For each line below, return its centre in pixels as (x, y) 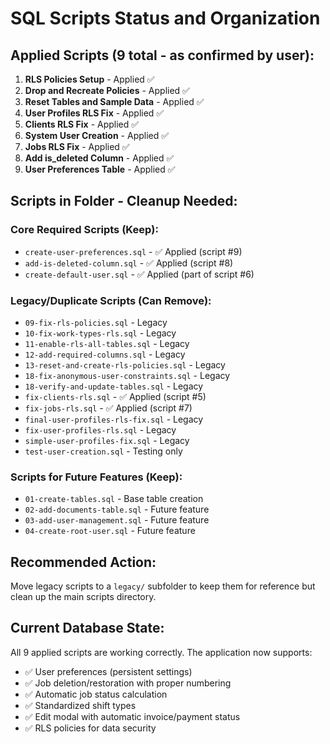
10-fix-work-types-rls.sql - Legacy (100, 333)
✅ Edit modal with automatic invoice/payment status (132, 716)
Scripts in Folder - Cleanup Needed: (124, 201)
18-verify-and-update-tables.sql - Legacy (114, 386)
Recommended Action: (83, 562)
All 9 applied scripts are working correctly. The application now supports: (161, 652)
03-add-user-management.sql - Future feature (117, 520)
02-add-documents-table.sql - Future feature (117, 509)
